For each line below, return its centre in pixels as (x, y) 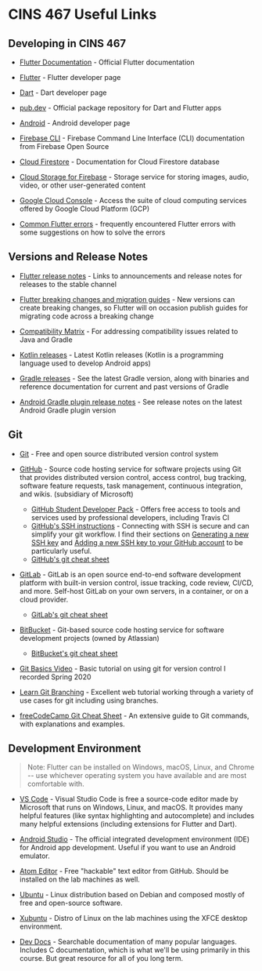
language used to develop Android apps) (85, 363)
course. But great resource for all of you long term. (101, 958)
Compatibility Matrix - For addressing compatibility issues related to (129, 331)
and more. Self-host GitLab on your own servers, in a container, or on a (134, 591)
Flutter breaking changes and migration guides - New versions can (127, 299)
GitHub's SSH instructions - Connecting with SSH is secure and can (140, 526)
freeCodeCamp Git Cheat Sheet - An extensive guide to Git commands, (134, 715)
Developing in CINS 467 (67, 44)
